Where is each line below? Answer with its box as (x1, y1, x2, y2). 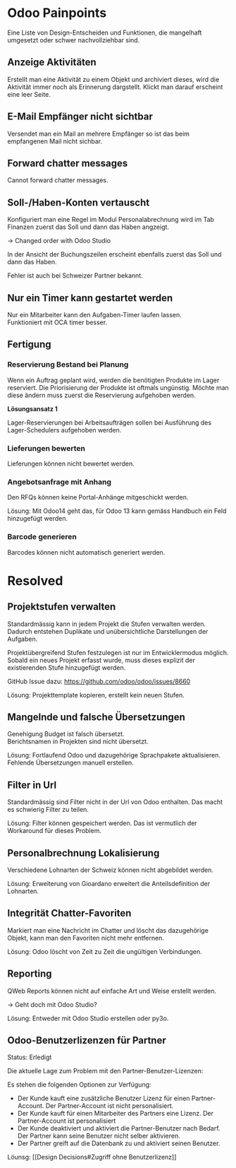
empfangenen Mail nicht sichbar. (7, 136, 103, 146)
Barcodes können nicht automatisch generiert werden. (7, 548, 166, 556)
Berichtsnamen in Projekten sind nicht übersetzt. (7, 737, 149, 746)
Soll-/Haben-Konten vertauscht (7, 196, 150, 208)
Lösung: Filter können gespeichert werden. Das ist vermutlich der (7, 819, 197, 827)
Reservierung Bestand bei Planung (7, 360, 129, 370)
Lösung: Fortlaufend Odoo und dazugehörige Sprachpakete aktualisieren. (7, 751, 221, 760)
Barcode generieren (7, 532, 77, 542)
